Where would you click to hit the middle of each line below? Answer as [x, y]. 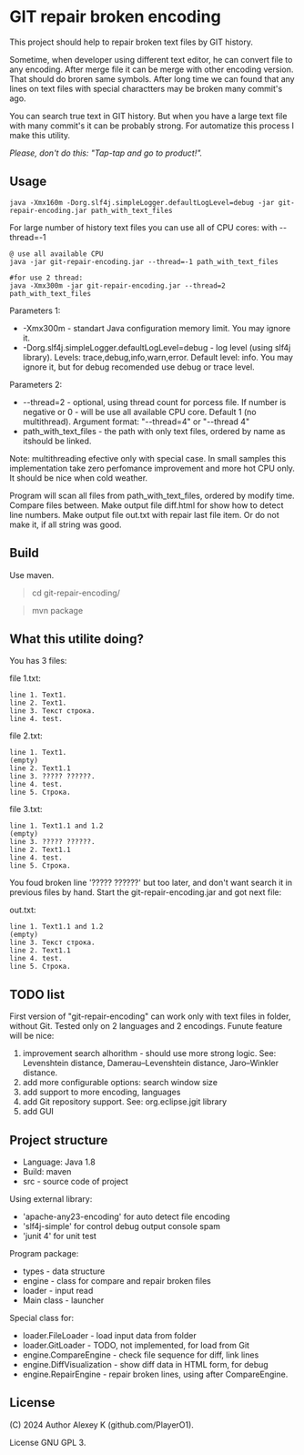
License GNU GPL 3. [48, 1442]
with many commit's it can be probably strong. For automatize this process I [152, 126]
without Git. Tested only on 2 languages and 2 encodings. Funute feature [146, 1026]
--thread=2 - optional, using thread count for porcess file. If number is [154, 402]
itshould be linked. [57, 441]
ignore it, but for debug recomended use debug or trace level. [138, 367]
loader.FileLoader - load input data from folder [110, 1335]
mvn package [57, 610]
